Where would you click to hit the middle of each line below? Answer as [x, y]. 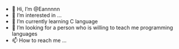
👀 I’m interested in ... [37, 15]
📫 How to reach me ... [39, 40]
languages [25, 34]
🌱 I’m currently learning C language [55, 21]
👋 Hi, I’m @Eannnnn [36, 9]
